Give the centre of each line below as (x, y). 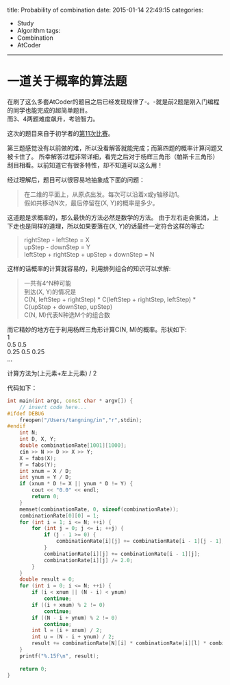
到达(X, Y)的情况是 (50, 292)
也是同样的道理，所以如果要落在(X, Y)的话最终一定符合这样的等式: (112, 226)
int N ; (29, 433)
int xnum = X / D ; (46, 471)
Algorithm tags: (39, 31)
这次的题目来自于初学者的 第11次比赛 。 (61, 133)
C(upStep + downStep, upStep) (68, 306)
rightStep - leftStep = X (57, 240)
